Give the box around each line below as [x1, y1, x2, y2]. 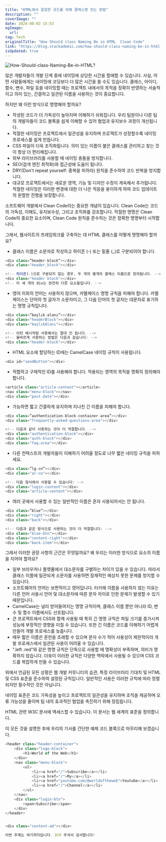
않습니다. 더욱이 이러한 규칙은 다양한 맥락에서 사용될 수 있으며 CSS [25, 653, 154, 659]
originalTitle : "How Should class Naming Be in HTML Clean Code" [5, 40, 145, 44]
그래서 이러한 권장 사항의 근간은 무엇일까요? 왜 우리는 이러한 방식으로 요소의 [5, 550, 151, 556]
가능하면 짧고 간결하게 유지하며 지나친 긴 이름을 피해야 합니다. [12, 403, 131, 409]
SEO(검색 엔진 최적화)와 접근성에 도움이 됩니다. [12, 161, 104, 167]
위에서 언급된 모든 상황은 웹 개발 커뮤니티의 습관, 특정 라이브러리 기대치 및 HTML [5, 670, 161, 676]
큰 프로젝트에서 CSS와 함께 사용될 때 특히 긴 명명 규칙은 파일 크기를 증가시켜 [12, 616, 160, 622]
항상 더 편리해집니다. [17, 149, 58, 155]
